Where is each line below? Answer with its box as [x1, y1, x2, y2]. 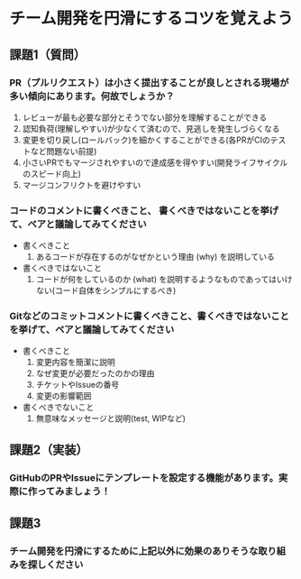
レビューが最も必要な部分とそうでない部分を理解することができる [22, 112, 268, 123]
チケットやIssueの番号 [35, 380, 120, 391]
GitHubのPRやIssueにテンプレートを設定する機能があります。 [9, 471, 279, 483]
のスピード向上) [22, 168, 81, 179]
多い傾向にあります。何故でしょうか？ [9, 89, 175, 102]
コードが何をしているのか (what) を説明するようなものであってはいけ [35, 274, 293, 285]
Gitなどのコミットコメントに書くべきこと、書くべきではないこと [9, 310, 290, 323]
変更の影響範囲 [35, 391, 92, 401]
